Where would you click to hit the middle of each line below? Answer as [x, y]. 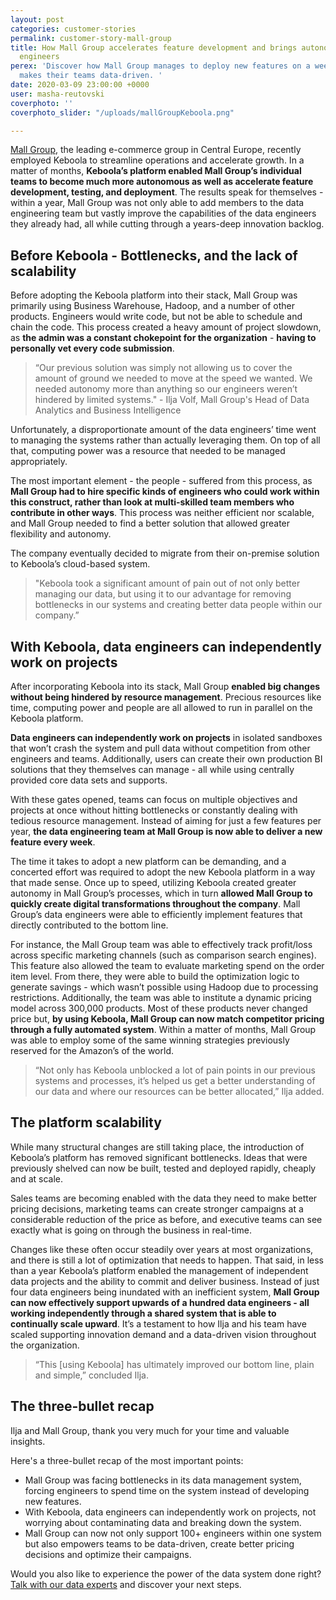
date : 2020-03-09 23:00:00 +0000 [80, 85]
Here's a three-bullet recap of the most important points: [127, 1460]
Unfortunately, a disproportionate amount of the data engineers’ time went [163, 430]
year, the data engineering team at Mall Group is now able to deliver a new [166, 831]
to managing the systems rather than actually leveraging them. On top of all [165, 440]
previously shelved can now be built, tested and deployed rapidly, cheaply [163, 1168]
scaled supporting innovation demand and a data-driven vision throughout [163, 1334]
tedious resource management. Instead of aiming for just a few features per [166, 820]
